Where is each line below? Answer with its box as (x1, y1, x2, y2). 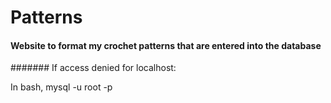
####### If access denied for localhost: (10, 62, 177, 74)
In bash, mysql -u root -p (10, 81, 113, 93)
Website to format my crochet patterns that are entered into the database (10, 39, 322, 51)
